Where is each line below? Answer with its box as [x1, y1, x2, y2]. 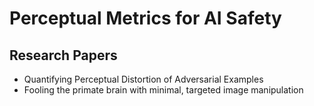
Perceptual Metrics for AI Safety [9, 7, 282, 30]
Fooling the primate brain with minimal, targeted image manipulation [23, 84, 304, 96]
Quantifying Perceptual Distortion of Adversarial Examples [23, 73, 264, 85]
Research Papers [9, 47, 118, 64]
